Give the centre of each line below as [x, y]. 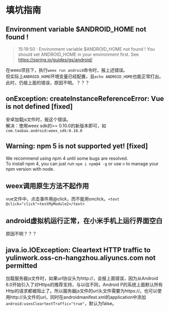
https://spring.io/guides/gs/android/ [55, 60]
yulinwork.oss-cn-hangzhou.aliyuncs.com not [81, 257]
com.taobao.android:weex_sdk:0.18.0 [44, 131]
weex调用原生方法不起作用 [48, 186]
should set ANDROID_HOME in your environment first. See [78, 54]
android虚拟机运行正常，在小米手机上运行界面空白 [84, 221]
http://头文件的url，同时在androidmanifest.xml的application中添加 [78, 297]
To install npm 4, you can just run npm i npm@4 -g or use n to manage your [82, 163]
